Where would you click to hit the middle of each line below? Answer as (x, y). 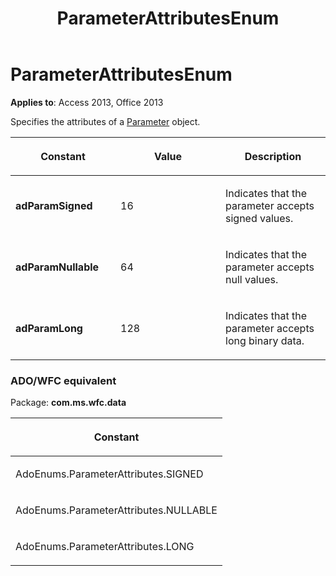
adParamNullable (57, 267)
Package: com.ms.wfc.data (68, 403)
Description (273, 156)
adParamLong (49, 328)
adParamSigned (54, 205)
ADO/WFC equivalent (63, 380)
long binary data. (265, 340)
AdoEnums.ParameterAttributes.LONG (105, 547)
